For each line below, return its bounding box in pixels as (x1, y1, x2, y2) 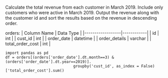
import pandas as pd (5, 50, 49, 55)
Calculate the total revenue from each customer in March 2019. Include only (5, 5, 163, 10)
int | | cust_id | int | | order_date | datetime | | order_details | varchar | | (5, 35, 152, 41)
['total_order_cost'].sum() (5, 68, 65, 73)
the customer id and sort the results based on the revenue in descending (5, 15, 157, 21)
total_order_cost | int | (5, 41, 51, 47)
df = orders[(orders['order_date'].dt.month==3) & (5, 55, 114, 60)
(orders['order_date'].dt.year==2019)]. (5, 59, 92, 64)
